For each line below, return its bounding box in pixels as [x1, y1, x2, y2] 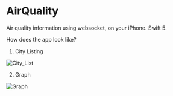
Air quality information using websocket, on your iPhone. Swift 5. [6, 24, 167, 31]
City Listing [14, 47, 43, 55]
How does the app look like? [6, 36, 77, 43]
